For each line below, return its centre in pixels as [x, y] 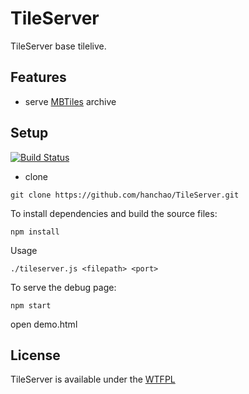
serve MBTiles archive [70, 101]
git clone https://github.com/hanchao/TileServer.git [125, 195]
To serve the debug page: [63, 287]
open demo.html [44, 324]
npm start [31, 305]
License [35, 355]
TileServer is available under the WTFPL [93, 379]
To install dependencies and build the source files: [114, 213]
